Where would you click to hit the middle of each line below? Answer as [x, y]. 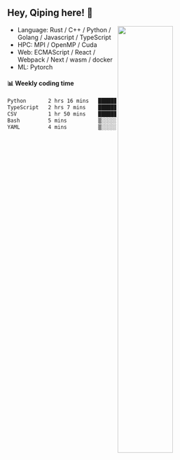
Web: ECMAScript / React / [56, 52]
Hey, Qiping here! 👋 [50, 13]
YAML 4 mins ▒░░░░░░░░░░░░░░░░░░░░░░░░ [92, 127]
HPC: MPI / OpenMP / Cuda [57, 44]
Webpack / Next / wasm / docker [65, 60]
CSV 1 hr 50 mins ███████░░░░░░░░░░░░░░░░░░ [92, 114]
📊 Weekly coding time [41, 83]
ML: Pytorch [35, 67]
